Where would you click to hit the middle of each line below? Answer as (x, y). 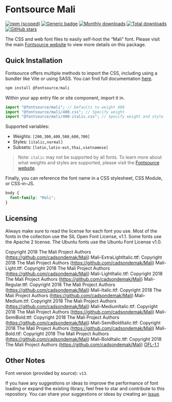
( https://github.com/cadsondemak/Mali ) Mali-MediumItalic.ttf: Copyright (81, 306)
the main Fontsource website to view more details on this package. (76, 44)
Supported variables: (27, 126)
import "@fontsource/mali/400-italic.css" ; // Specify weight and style (84, 117)
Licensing (21, 218)
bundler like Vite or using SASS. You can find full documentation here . (79, 79)
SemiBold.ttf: (19, 317)
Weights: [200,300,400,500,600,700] (51, 137)
